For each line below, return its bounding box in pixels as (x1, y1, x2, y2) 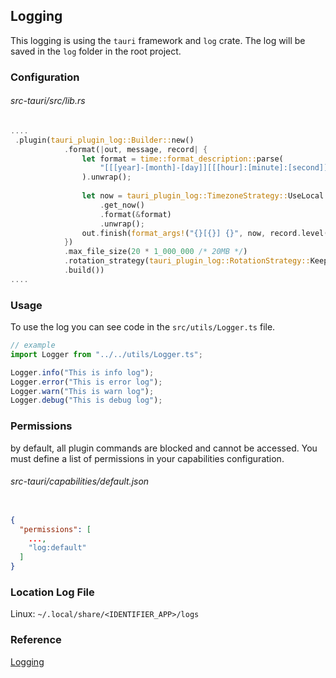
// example (10, 340, 56, 351)
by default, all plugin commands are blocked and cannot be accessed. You (10, 442, 318, 454)
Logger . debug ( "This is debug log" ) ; (10, 395, 163, 406)
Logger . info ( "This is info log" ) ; (10, 367, 155, 378)
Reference (10, 633, 62, 647)
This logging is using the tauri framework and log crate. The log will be (10, 34, 306, 46)
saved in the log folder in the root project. (10, 45, 182, 57)
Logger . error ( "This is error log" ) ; (10, 377, 163, 387)
